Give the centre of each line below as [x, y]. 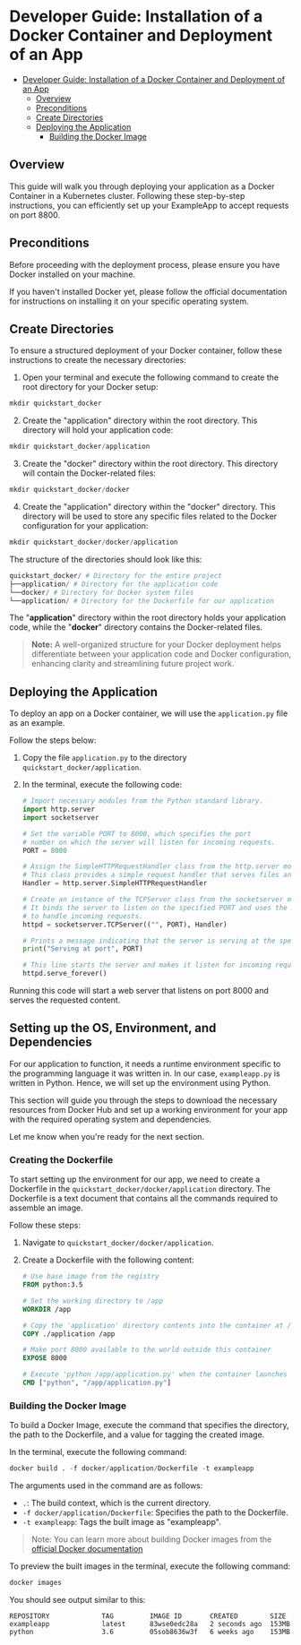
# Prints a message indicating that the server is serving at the [149, 941]
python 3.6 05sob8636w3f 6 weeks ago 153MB [150, 1632]
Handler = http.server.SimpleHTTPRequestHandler [115, 883]
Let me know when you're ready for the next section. [107, 1136]
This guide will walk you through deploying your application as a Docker [142, 186]
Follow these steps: [45, 1226]
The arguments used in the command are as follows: [106, 1486]
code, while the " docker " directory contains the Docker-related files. [136, 627]
